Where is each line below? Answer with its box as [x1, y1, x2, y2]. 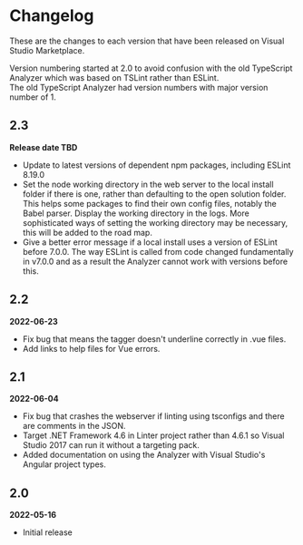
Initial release [22, 527, 73, 538]
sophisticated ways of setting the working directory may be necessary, [22, 217, 288, 228]
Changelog [9, 5, 94, 26]
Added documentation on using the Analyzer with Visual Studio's [22, 450, 266, 461]
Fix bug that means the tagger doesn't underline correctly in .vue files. [22, 333, 287, 345]
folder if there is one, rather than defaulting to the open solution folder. [22, 188, 287, 200]
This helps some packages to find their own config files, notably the [22, 198, 277, 209]
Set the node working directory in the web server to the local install [22, 179, 274, 190]
